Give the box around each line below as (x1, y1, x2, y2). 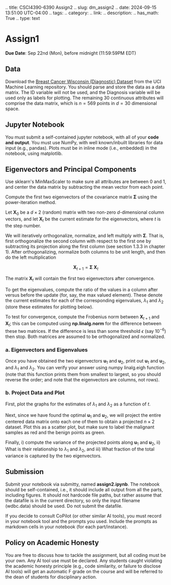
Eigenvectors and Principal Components (5, 165, 137, 173)
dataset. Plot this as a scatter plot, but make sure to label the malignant (5, 424, 155, 430)
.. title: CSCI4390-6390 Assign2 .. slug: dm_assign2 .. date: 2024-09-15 (5, 5, 157, 10)
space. (5, 105, 20, 111)
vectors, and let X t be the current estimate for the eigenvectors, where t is (5, 216, 161, 223)
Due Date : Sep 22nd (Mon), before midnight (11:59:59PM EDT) (5, 50, 136, 56)
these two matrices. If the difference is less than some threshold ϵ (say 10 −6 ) (5, 327, 166, 334)
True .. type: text (5, 15, 40, 21)
